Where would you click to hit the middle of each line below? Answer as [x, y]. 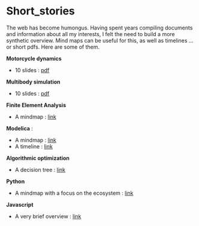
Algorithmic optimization [38, 158]
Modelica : [19, 128]
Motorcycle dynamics [34, 58]
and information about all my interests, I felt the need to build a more [91, 34]
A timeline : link [34, 146]
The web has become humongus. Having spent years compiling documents [99, 28]
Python [16, 181]
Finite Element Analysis [36, 105]
